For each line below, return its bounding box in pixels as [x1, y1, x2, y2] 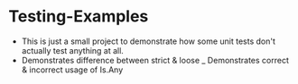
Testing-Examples [8, 6, 149, 27]
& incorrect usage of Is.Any [21, 64, 124, 75]
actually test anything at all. [21, 45, 124, 55]
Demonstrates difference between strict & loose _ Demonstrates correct [21, 55, 290, 65]
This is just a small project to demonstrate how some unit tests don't [21, 36, 276, 46]
